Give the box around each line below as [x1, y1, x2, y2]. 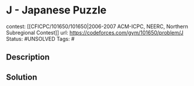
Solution [6, 72, 37, 82]
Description [6, 52, 50, 62]
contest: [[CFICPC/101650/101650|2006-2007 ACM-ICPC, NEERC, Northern [6, 23, 188, 30]
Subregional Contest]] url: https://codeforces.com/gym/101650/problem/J [6, 29, 184, 36]
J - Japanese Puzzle [6, 4, 107, 17]
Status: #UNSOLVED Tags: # [6, 35, 75, 42]
